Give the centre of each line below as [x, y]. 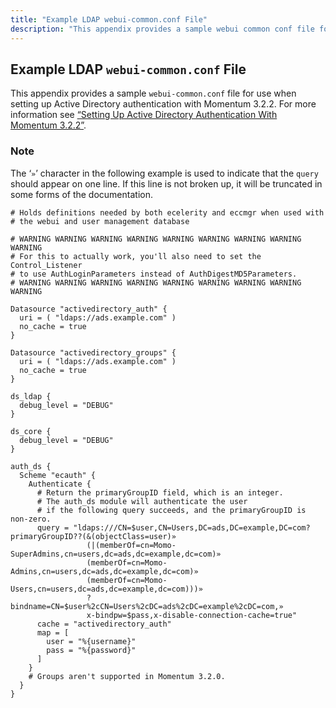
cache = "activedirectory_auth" [104, 624]
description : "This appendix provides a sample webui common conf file [162, 29]
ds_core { [31, 431]
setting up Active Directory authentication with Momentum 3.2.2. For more [163, 104]
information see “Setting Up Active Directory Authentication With [144, 115]
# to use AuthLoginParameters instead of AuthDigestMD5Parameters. [154, 274]
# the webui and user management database [100, 221]
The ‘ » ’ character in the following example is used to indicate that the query [164, 173]
